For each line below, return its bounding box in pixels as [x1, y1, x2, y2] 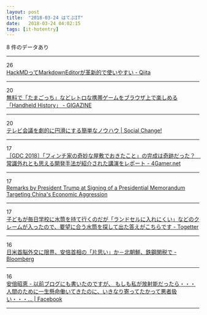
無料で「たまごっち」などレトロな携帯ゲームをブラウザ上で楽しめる [6, 94, 178, 102]
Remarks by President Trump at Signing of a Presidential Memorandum [6, 184, 186, 191]
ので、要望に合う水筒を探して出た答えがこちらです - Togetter [43, 223, 199, 231]
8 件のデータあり [6, 43, 49, 51]
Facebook [37, 295, 62, 303]
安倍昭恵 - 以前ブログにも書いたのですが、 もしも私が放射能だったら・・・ [6, 280, 196, 287]
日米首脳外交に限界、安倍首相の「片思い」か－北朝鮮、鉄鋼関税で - [6, 248, 177, 256]
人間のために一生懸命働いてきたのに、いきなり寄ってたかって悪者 [6, 288, 172, 295]
